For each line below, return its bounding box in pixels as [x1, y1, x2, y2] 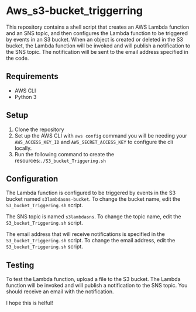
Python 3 [14, 93, 37, 100]
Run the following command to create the [14, 150, 115, 157]
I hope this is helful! [6, 300, 54, 307]
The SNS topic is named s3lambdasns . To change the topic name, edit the [6, 213, 181, 220]
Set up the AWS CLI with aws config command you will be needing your [14, 132, 187, 139]
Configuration [6, 174, 59, 184]
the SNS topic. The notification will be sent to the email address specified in [6, 48, 189, 55]
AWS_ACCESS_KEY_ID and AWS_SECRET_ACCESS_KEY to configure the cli [14, 138, 174, 145]
